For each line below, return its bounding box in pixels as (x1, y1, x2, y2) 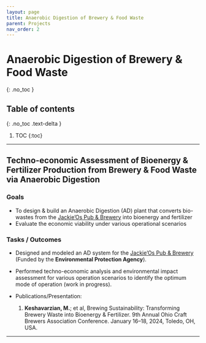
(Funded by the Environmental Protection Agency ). (15, 255, 147, 263)
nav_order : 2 (6, 26, 40, 33)
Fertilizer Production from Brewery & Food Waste (6, 165, 197, 175)
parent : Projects (6, 20, 51, 26)
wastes (15, 213, 34, 221)
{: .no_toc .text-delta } (6, 120, 62, 127)
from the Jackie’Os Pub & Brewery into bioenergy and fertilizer (34, 213, 193, 221)
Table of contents (6, 104, 75, 114)
